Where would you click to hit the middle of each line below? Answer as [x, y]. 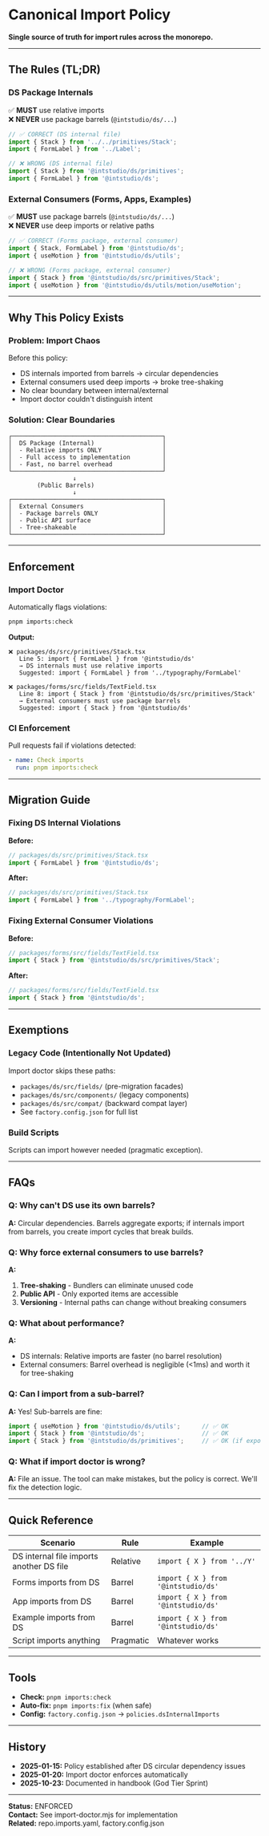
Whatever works [188, 1640]
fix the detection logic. [45, 1487]
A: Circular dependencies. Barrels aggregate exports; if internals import [126, 1223]
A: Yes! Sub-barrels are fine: [55, 1411]
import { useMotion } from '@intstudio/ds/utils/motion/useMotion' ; [125, 285]
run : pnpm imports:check [57, 768]
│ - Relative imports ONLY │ [87, 451]
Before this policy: [38, 358]
